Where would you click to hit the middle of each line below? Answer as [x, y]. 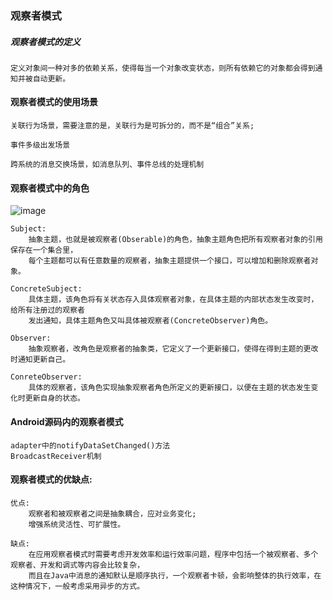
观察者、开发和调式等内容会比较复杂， [77, 565]
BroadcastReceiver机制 [56, 456]
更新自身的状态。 [54, 398]
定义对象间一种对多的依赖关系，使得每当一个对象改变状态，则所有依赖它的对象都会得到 [163, 68]
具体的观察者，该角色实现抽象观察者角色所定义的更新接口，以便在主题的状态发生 [170, 388]
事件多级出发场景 [40, 145]
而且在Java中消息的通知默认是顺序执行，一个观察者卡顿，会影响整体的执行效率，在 [175, 575]
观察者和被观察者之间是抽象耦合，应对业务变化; [112, 513]
